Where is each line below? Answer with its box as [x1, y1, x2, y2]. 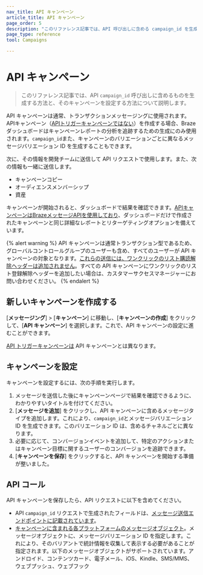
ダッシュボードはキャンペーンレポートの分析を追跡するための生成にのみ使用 [6, 127, 197, 134]
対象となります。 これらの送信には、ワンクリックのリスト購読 [37, 254, 191, 261]
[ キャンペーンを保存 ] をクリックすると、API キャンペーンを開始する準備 [14, 452, 195, 460]
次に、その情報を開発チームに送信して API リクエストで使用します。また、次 [6, 155, 197, 163]
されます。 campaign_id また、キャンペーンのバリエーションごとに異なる [6, 135, 184, 142]
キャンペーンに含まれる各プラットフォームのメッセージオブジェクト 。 [14, 525, 190, 532]
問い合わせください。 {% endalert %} [6, 277, 100, 284]
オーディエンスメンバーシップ [14, 183, 89, 190]
